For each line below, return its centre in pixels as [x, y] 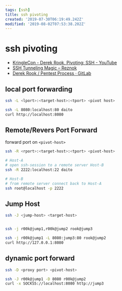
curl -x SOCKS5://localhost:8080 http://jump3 [54, 284]
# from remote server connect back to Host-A [53, 183]
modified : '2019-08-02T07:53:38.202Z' [45, 24]
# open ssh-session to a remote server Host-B [54, 165]
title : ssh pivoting [27, 15]
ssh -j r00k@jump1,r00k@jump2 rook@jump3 [49, 229]
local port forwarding [39, 89]
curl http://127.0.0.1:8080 [34, 243]
